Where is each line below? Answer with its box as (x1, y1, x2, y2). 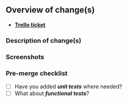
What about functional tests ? (14, 90, 90, 97)
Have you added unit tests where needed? (14, 82, 123, 90)
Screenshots (5, 52, 44, 61)
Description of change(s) (5, 36, 82, 44)
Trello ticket (14, 21, 46, 28)
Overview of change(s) (5, 5, 95, 15)
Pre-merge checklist (5, 69, 68, 77)
